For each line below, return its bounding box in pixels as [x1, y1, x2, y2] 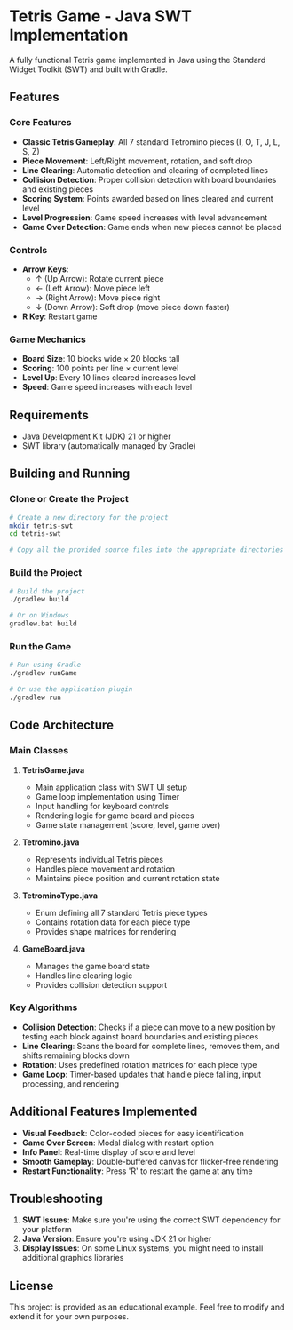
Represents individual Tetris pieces [35, 854, 164, 864]
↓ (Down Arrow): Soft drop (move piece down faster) [35, 301, 231, 312]
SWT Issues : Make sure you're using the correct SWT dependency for [21, 1215, 281, 1225]
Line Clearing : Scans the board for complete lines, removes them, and [21, 1040, 280, 1051]
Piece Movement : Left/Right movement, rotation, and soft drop [21, 155, 253, 166]
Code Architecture [9, 718, 114, 733]
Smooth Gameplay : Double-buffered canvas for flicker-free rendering [21, 1156, 279, 1167]
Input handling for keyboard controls [35, 800, 170, 811]
